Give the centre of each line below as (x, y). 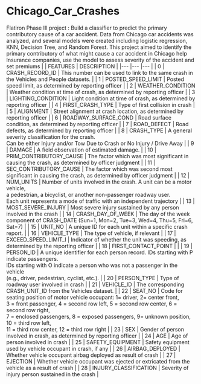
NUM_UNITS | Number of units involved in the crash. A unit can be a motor (99, 182)
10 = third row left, (29, 323)
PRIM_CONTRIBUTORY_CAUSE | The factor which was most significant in (97, 156)
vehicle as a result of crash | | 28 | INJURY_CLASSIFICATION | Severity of (97, 368)
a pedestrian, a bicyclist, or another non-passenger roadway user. (88, 194)
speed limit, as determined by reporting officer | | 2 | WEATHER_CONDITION (101, 85)
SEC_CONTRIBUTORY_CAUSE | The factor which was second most (90, 169)
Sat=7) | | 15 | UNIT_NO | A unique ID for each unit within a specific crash (97, 226)
